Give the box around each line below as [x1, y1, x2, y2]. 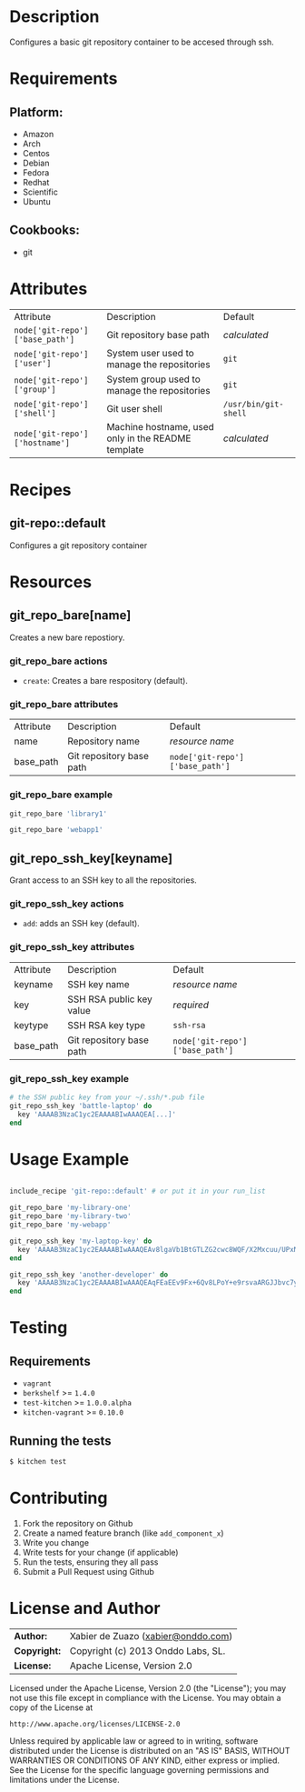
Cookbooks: [9, 223, 80, 238]
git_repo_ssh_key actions [9, 897, 124, 910]
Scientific [22, 186, 59, 197]
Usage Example [9, 1148, 130, 1169]
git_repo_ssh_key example [9, 1072, 130, 1085]
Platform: [9, 105, 64, 120]
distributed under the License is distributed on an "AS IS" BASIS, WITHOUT [9, 1745, 290, 1756]
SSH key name [67, 977, 130, 990]
